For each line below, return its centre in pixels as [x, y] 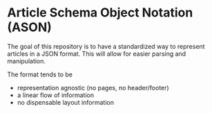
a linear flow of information [56, 95]
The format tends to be [40, 74]
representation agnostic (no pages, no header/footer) [93, 88]
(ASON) [29, 27]
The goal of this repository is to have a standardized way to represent [106, 46]
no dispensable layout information [65, 102]
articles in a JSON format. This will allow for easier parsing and [97, 54]
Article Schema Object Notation [100, 13]
